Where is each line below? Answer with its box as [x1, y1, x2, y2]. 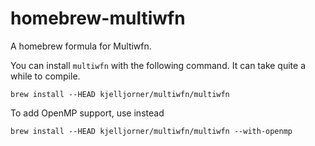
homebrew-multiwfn [10, 7, 186, 30]
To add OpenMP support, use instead [10, 107, 165, 119]
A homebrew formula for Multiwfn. [10, 40, 152, 52]
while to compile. [10, 70, 81, 82]
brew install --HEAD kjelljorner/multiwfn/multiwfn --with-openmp [10, 126, 293, 136]
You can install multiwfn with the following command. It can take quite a [10, 59, 306, 71]
